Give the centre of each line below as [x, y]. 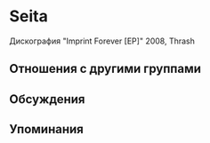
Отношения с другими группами [105, 69]
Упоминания [47, 129]
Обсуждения [47, 99]
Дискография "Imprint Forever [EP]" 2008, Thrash [102, 41]
